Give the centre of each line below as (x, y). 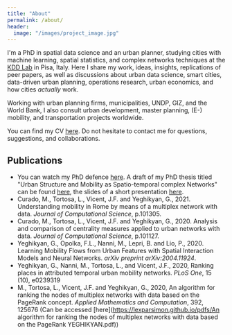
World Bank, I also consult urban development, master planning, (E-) (105, 110)
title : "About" (29, 14)
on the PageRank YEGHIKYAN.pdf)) (68, 325)
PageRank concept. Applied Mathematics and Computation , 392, (110, 302)
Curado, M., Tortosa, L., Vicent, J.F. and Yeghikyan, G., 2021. (104, 199)
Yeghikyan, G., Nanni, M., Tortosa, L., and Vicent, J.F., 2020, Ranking (115, 266)
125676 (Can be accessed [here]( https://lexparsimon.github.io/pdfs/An (118, 310)
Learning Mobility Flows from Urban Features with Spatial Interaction (115, 251)
